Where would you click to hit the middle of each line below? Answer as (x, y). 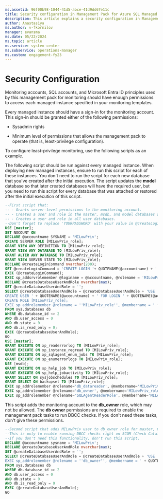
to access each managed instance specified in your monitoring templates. (79, 103)
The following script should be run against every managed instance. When (79, 166)
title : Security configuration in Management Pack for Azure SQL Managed (81, 14)
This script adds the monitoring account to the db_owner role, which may (78, 405)
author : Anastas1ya (25, 23)
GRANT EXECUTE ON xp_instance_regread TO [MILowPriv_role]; (67, 350)
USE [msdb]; (17, 364)
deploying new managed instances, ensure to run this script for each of (76, 170)
